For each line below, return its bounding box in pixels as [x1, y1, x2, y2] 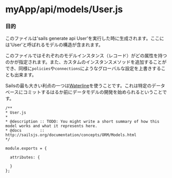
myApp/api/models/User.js [5, 4, 123, 15]
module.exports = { [5, 146, 47, 151]
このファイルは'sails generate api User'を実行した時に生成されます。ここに [5, 35, 164, 41]
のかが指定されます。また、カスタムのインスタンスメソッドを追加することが [5, 59, 167, 65]
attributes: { [10, 155, 40, 160]
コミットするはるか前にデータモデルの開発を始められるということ [23, 89, 163, 95]
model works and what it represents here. [5, 124, 98, 129]
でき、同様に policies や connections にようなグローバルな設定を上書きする [5, 65, 161, 72]
